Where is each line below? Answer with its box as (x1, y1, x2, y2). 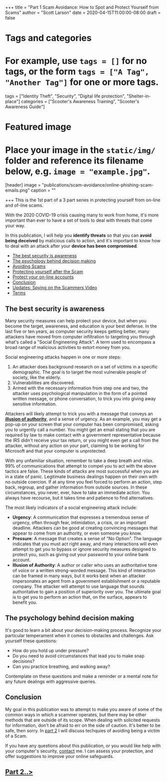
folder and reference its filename (5, 155, 144, 166)
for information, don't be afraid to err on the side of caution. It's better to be (5, 722, 161, 728)
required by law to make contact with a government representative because (5, 432, 161, 438)
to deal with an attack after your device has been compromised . (5, 243, 138, 249)
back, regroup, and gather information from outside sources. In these (5, 484, 148, 490)
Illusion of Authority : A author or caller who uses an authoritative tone (12, 562, 158, 568)
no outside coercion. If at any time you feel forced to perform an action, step (5, 479, 162, 485)
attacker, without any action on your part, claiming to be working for (5, 443, 145, 449)
